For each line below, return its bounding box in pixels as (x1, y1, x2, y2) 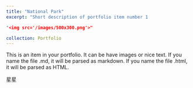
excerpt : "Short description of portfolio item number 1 (6, 14, 148, 20)
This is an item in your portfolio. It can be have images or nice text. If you (6, 51, 182, 59)
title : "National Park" (6, 8, 65, 15)
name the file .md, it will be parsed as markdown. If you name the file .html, (6, 57, 188, 65)
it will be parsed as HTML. (6, 64, 69, 71)
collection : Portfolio (6, 35, 62, 41)
